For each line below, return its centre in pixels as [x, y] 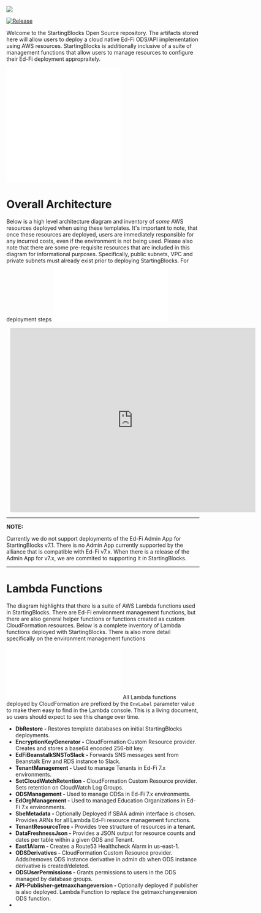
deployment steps [29, 319]
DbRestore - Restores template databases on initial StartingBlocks [99, 729]
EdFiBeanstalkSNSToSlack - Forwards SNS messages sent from [97, 754]
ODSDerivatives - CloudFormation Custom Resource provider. [94, 852]
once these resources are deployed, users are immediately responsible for [100, 234]
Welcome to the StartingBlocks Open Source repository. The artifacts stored [103, 33]
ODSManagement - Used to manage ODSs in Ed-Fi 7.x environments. [103, 794]
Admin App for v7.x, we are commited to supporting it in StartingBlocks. [96, 558]
